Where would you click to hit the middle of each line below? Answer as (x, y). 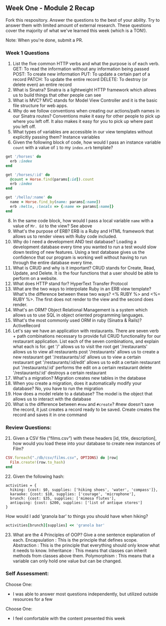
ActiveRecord (27, 325)
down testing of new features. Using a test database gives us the (79, 252)
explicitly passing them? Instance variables (56, 137)
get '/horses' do (23, 157)
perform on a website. (35, 278)
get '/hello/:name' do (29, 197)
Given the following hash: (38, 476)
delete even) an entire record (42, 85)
